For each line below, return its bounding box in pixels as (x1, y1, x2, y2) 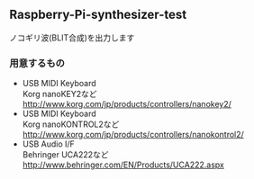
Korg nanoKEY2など (22, 89, 97, 100)
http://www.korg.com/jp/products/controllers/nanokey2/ (22, 99, 231, 110)
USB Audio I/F (22, 139, 75, 149)
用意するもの (9, 57, 66, 69)
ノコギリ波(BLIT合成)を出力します (9, 31, 135, 43)
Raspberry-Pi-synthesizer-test (9, 7, 187, 22)
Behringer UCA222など (22, 149, 110, 160)
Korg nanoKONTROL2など (22, 119, 120, 130)
